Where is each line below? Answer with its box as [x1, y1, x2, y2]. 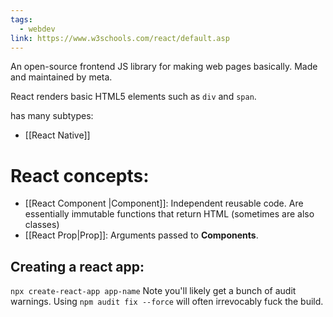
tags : [10, 14, 33, 25]
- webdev [19, 24, 56, 34]
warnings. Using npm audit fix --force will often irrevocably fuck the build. [10, 296, 324, 308]
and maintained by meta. [10, 71, 113, 83]
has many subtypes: [10, 110, 94, 122]
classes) [24, 219, 60, 231]
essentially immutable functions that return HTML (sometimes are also [24, 208, 315, 220]
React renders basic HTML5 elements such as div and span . [10, 91, 257, 103]
